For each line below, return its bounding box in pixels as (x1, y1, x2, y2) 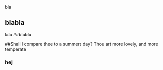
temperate (5, 46, 26, 52)
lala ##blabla (5, 32, 31, 37)
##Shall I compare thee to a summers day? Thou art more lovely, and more (5, 41, 158, 47)
